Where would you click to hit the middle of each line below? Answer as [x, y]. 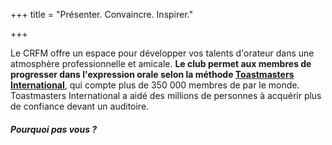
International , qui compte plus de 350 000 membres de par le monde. [155, 85]
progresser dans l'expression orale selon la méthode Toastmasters [152, 74]
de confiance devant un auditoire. [80, 106]
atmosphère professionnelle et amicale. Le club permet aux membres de [161, 63]
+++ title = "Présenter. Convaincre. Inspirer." [101, 14]
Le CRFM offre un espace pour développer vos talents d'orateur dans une [162, 53]
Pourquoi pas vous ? [54, 129]
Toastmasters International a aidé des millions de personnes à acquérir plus [166, 95]
